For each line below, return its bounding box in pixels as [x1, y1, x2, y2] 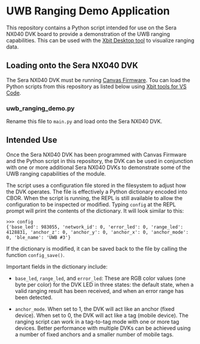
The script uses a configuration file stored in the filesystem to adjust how [6, 182, 187, 189]
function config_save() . [6, 251, 65, 258]
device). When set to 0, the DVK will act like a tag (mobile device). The [14, 312, 189, 319]
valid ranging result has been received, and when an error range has [14, 287, 184, 294]
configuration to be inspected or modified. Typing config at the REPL [6, 201, 176, 208]
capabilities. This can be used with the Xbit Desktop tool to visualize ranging [6, 37, 195, 44]
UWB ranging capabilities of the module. [6, 170, 106, 177]
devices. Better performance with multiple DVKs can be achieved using [14, 324, 191, 331]
